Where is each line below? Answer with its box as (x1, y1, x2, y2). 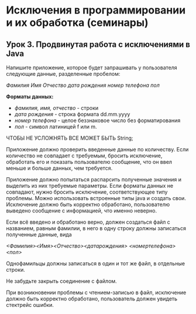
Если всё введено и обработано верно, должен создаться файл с (6, 218, 171, 225)
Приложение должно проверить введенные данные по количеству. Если (6, 146, 189, 153)
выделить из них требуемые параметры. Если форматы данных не (6, 183, 174, 189)
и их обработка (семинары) (6, 16, 149, 29)
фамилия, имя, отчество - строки (14, 104, 99, 112)
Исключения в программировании (6, 4, 186, 17)
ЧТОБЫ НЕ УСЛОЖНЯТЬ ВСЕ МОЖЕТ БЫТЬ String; (6, 134, 133, 141)
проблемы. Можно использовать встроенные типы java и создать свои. (6, 195, 186, 201)
